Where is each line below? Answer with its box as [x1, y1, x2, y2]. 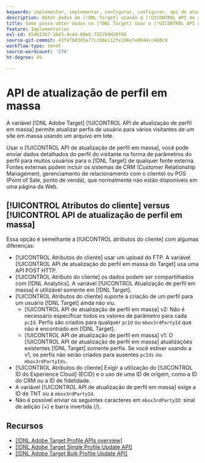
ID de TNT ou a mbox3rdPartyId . [15, 390, 95, 397]
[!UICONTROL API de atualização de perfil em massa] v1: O [24, 332, 173, 339]
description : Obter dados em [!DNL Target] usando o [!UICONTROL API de [6, 15, 195, 21]
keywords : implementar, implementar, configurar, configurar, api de [6, 9, 187, 15]
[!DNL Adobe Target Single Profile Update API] [15, 443, 132, 451]
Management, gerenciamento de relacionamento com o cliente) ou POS [6, 170, 186, 177]
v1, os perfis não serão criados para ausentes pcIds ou [24, 351, 162, 359]
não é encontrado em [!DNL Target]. [24, 325, 116, 332]
